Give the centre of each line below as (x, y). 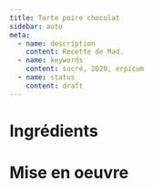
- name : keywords (51, 60)
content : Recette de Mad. (75, 52)
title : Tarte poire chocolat (65, 18)
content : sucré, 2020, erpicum (85, 69)
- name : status (46, 78)
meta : (20, 35)
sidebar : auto (36, 26)
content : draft (55, 86)
